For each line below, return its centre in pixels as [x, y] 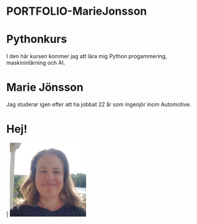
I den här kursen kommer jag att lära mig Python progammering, [87, 56]
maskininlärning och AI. [36, 63]
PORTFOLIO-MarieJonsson [77, 11]
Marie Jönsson [45, 88]
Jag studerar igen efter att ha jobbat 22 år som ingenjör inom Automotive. [99, 105]
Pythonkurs [37, 39]
